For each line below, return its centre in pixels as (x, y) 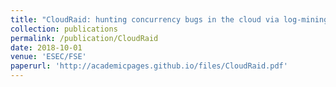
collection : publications (64, 29)
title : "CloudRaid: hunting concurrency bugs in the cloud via (145, 19)
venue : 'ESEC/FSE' (48, 57)
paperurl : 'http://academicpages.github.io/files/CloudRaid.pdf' (149, 66)
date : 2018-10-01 (46, 47)
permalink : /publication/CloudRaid (84, 38)
